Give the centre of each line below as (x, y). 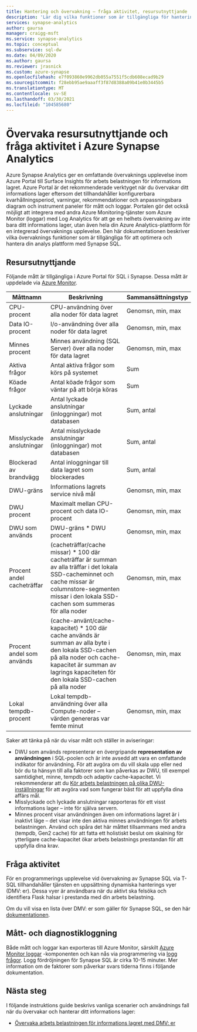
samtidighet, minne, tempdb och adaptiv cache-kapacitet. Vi (88, 777)
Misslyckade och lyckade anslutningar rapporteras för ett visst (90, 802)
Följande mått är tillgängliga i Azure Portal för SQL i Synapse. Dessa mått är (97, 277)
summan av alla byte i (80, 643)
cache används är (75, 635)
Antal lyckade (69, 399)
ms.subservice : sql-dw (34, 50)
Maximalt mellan (73, 504)
